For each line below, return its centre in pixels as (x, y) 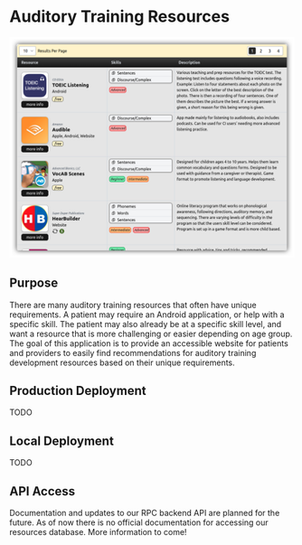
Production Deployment (78, 390)
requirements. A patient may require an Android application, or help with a (147, 315)
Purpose (34, 283)
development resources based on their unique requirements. (122, 362)
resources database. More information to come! (98, 531)
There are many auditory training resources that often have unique (133, 305)
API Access (42, 491)
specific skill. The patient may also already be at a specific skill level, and (146, 324)
